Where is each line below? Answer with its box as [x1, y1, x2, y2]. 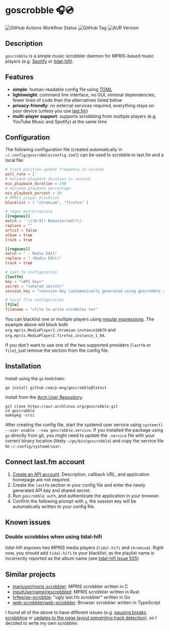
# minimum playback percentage [5, 186, 71, 191]
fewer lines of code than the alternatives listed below [12, 97, 122, 103]
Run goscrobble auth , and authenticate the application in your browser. [12, 492, 160, 499]
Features [5, 73, 34, 81]
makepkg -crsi [5, 413, 35, 418]
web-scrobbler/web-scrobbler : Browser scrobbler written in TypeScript [12, 600, 160, 606]
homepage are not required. [12, 476, 71, 482]
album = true [5, 233, 33, 238]
